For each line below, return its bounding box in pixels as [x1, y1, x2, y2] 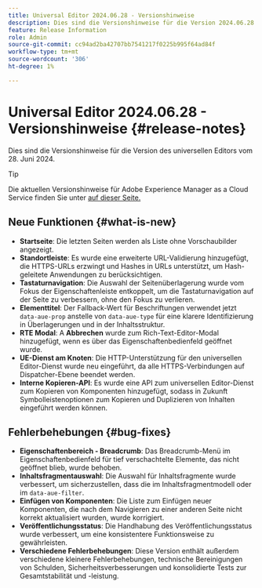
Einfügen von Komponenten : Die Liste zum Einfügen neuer [19, 496, 212, 506]
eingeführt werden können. [19, 403, 108, 412]
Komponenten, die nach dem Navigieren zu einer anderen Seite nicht [19, 505, 243, 514]
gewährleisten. [19, 538, 68, 547]
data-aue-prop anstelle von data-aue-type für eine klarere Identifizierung [19, 311, 253, 321]
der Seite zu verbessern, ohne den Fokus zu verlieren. [19, 295, 195, 304]
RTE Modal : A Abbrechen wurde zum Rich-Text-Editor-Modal [19, 328, 220, 337]
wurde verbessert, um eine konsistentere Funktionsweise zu [19, 530, 214, 539]
